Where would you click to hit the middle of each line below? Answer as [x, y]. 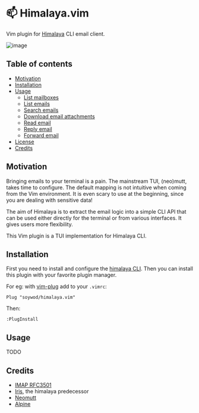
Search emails [41, 110]
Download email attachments [59, 116]
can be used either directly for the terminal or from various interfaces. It [94, 218]
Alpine [23, 404]
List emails [37, 104]
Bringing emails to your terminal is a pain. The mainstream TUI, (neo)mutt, [97, 181]
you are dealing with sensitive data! [50, 200]
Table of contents [39, 64]
